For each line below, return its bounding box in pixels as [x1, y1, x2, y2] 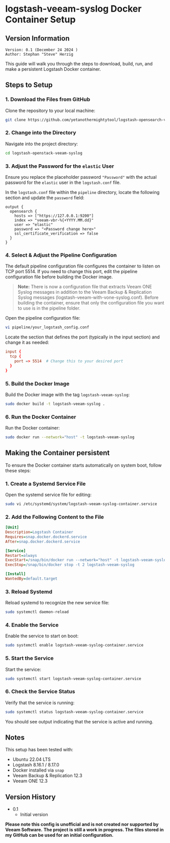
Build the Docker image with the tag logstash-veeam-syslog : [5, 391, 130, 398]
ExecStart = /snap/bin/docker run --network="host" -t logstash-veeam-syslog [5, 558, 168, 563]
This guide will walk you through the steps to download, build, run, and [5, 61, 153, 66]
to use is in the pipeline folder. [17, 305, 81, 312]
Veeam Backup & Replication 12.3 [12, 773, 82, 779]
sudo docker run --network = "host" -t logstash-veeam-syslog [5, 435, 135, 440]
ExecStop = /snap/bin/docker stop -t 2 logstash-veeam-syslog [5, 562, 135, 567]
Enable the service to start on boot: [5, 633, 79, 639]
